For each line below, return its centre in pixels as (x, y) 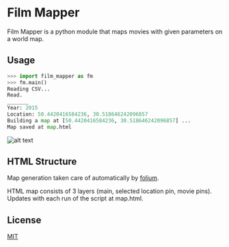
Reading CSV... (29, 89)
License (24, 220)
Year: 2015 (23, 108)
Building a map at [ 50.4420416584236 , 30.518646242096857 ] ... (99, 120)
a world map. (26, 38)
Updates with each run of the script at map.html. (75, 198)
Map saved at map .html (39, 127)
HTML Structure (42, 162)
